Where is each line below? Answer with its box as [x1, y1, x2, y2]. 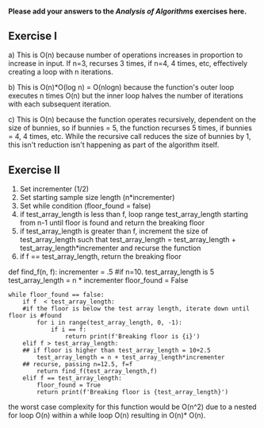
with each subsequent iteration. [8, 99, 112, 109]
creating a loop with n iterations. [8, 67, 113, 77]
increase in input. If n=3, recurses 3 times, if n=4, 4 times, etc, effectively [8, 59, 248, 68]
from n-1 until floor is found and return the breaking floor [19, 218, 205, 228]
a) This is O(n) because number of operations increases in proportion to [8, 50, 243, 60]
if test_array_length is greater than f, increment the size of [19, 226, 209, 236]
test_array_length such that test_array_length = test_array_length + [19, 235, 236, 245]
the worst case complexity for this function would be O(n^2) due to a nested [8, 402, 257, 412]
